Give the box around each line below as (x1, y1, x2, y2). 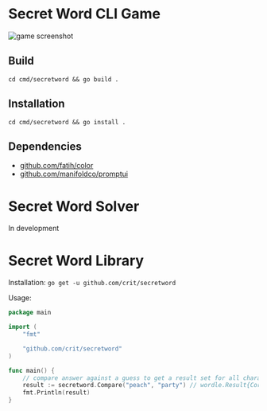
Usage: (8, 293, 32, 303)
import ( (8, 323, 37, 331)
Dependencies (8, 139, 82, 153)
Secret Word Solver (8, 197, 140, 215)
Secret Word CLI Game (8, 5, 161, 23)
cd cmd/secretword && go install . (8, 118, 126, 126)
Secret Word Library (8, 252, 145, 269)
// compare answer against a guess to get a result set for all (22, 374, 240, 382)
